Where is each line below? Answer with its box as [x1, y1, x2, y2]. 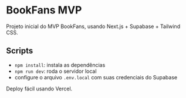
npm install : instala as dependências [14, 61, 106, 68]
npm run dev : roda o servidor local [14, 68, 97, 75]
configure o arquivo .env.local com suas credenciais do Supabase [14, 73, 178, 80]
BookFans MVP [6, 3, 82, 17]
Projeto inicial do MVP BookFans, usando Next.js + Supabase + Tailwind [6, 23, 181, 30]
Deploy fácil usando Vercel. [6, 85, 73, 92]
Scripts [6, 46, 33, 56]
